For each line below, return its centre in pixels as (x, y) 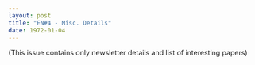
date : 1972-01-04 (37, 30)
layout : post (30, 15)
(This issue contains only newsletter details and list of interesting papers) (128, 53)
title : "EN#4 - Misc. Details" (60, 23)
